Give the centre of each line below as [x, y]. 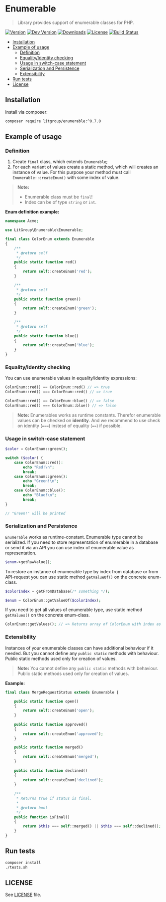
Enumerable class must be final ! [59, 197]
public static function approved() [51, 724]
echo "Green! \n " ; [41, 481]
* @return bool [32, 808]
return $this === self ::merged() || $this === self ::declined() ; [92, 826]
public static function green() [47, 299]
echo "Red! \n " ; [39, 467]
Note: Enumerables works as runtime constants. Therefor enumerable [89, 415]
